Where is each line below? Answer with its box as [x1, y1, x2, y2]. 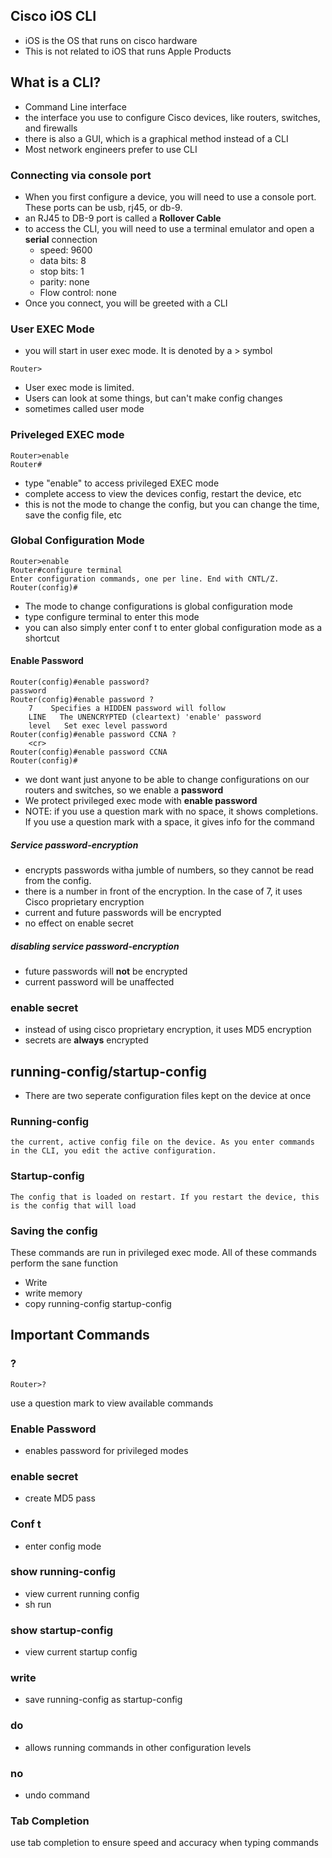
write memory [24, 1287, 83, 1299]
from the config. [24, 874, 92, 886]
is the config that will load [10, 1200, 137, 1211]
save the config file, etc [24, 509, 122, 521]
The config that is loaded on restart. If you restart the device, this [10, 1192, 320, 1202]
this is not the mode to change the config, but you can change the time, [24, 498, 320, 510]
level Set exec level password [28, 721, 168, 731]
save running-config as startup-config [24, 1694, 183, 1706]
